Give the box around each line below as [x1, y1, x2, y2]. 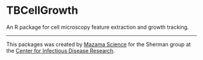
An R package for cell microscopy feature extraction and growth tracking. [6, 23, 189, 31]
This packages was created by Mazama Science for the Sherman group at [6, 40, 192, 48]
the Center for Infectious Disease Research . [6, 47, 115, 54]
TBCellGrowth [6, 4, 79, 17]
